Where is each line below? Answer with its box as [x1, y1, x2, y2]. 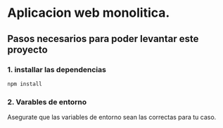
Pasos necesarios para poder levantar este [7, 33, 199, 45]
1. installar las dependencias [7, 64, 107, 74]
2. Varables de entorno [7, 97, 87, 106]
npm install [7, 80, 42, 87]
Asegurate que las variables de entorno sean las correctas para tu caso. [7, 113, 217, 122]
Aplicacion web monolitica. [7, 5, 170, 21]
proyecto [7, 43, 48, 55]
